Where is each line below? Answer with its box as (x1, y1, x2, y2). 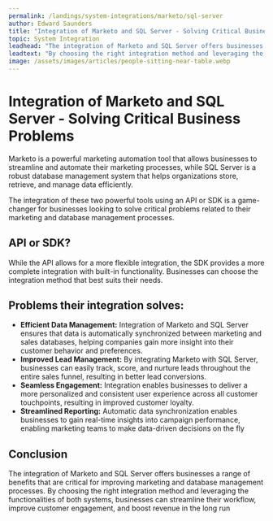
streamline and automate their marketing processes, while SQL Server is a (8, 162, 257, 171)
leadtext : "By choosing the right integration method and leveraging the (8, 50, 264, 58)
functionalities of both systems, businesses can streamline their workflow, (8, 495, 257, 505)
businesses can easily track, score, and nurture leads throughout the (19, 363, 251, 373)
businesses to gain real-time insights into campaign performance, (19, 415, 241, 425)
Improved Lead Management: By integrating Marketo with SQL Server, (19, 354, 258, 364)
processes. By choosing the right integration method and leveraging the (8, 486, 249, 496)
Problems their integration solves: (8, 298, 184, 313)
